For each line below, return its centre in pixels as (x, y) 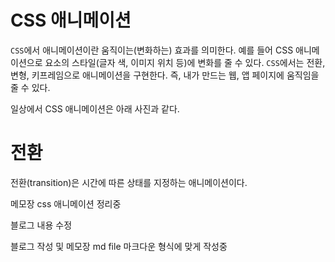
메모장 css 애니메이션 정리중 (66, 203)
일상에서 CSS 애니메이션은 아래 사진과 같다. (95, 108)
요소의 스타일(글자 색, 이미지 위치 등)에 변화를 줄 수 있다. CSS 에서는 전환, (185, 62)
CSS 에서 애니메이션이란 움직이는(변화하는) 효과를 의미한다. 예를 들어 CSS (152, 50)
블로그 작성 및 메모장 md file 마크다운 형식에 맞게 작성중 (119, 246)
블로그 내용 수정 (41, 225)
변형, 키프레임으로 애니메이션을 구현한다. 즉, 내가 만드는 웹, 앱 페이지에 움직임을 (165, 75)
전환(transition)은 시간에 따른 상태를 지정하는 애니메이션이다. (129, 182)
